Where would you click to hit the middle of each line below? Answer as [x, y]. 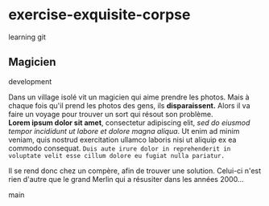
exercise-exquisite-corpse [99, 15]
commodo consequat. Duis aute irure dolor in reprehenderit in [120, 148]
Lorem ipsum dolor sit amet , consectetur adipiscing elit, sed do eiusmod [129, 123]
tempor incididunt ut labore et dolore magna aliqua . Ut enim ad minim [124, 131]
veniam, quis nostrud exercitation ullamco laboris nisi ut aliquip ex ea [122, 139]
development [30, 81]
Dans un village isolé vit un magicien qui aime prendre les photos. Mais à [129, 97]
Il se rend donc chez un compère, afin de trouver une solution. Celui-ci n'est [135, 171]
